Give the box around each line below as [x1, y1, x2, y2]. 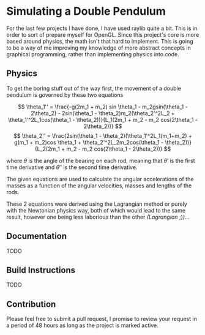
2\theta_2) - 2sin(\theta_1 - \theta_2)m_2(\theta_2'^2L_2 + [30, 109, 176, 117]
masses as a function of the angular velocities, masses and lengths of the [6, 182, 192, 189]
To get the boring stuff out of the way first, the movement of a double [6, 85, 182, 92]
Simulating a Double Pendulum [6, 4, 166, 18]
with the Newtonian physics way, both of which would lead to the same [6, 206, 185, 214]
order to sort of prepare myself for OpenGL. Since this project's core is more [6, 31, 199, 38]
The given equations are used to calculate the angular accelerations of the [6, 175, 194, 183]
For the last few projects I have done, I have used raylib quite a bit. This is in [6, 24, 198, 32]
